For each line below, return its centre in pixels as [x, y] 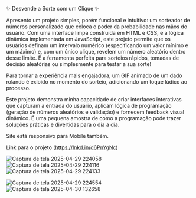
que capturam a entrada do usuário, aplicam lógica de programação [89, 106]
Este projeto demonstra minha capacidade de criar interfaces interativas [94, 99]
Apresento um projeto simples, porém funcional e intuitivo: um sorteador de [98, 20]
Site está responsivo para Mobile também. [58, 136]
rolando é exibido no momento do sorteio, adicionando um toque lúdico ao [97, 82]
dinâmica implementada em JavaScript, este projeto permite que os [89, 39]
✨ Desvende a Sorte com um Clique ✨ [53, 9]
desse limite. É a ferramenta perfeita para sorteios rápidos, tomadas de [92, 58]
